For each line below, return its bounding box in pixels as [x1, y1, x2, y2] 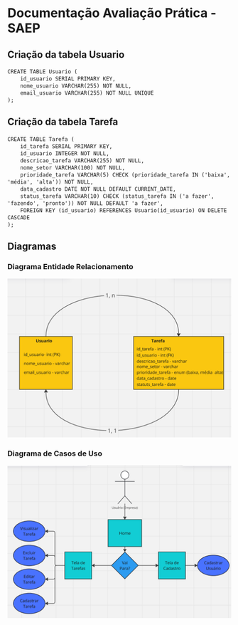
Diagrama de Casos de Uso [7, 448, 103, 458]
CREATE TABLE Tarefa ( [7, 135, 75, 143]
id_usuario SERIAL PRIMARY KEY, [20, 75, 116, 83]
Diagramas [7, 241, 57, 253]
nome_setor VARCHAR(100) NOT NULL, [20, 164, 126, 172]
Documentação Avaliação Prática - [7, 5, 217, 21]
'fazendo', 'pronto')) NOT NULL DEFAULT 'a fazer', [7, 199, 163, 207]
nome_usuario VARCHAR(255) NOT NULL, [20, 83, 132, 90]
